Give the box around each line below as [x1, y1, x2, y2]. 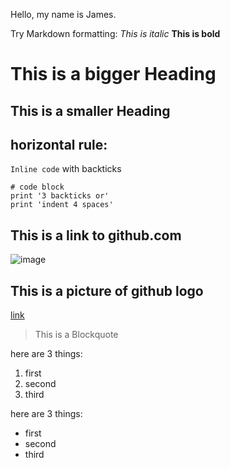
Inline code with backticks [10, 163, 122, 175]
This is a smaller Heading [10, 102, 171, 119]
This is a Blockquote [34, 329, 119, 341]
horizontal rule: [10, 136, 108, 153]
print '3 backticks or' [10, 191, 110, 201]
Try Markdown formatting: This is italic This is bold [10, 28, 221, 39]
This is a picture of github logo [10, 282, 204, 299]
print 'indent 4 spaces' [10, 200, 114, 210]
